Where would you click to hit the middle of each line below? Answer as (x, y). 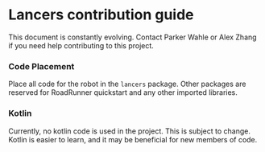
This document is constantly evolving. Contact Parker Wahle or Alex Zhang (132, 37)
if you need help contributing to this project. (81, 45)
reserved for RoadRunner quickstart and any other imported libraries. (123, 92)
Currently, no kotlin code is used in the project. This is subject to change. (130, 131)
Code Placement (41, 66)
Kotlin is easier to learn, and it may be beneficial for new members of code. (133, 139)
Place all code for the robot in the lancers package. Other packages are (127, 84)
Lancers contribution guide (101, 15)
